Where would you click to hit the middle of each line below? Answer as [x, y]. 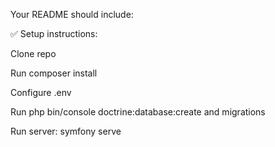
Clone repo [33, 53]
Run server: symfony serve [66, 131]
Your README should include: [72, 14]
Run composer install [54, 73]
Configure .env [41, 92]
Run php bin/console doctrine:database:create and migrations [138, 112]
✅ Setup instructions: [54, 33]
